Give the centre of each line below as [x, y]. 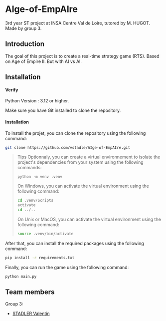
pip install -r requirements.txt [40, 258]
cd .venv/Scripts [35, 201]
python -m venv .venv [40, 177]
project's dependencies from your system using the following [80, 162]
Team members [30, 292]
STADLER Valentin [31, 314]
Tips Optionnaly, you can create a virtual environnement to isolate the [89, 157]
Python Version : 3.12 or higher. [37, 101]
